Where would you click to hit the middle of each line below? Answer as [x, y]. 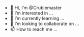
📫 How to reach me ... [34, 29]
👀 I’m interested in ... [32, 13]
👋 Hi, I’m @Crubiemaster [36, 8]
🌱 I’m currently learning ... [37, 18]
